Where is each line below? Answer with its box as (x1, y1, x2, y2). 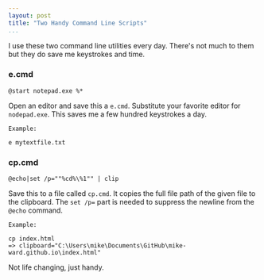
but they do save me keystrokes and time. (8, 49, 146, 59)
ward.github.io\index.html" (8, 249, 102, 257)
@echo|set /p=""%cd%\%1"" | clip (8, 175, 119, 183)
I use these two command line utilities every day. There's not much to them (8, 40, 254, 50)
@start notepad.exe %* (8, 86, 83, 95)
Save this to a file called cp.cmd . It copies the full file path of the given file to (8, 189, 256, 198)
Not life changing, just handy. (8, 263, 105, 272)
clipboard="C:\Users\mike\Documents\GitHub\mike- (18, 242, 187, 250)
